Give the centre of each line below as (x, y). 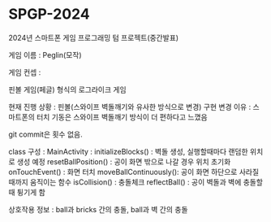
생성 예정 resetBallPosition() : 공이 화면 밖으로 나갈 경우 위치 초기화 (124, 161)
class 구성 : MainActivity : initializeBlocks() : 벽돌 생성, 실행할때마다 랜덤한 (129, 151)
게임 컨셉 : (25, 72)
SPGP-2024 (49, 14)
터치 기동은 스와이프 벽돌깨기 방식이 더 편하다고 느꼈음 (122, 117)
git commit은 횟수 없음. (45, 134)
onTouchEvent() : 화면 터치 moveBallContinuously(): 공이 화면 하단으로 (123, 172)
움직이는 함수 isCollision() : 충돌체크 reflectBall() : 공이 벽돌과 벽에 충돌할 (146, 182)
